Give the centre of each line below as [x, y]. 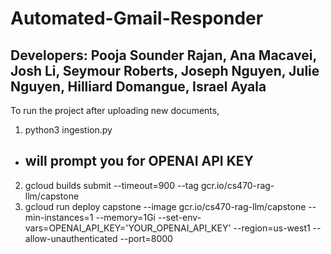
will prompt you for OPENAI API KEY [139, 161]
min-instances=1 [59, 217]
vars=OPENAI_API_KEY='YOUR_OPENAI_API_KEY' [128, 228]
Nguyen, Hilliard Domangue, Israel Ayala [138, 86]
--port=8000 [146, 238]
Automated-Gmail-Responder [137, 18]
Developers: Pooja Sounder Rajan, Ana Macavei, [163, 55]
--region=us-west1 [272, 228]
